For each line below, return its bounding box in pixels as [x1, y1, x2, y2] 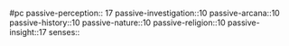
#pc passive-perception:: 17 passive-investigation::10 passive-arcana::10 [9, 8, 280, 18]
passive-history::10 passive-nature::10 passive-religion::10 [9, 17, 226, 28]
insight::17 [9, 27, 47, 37]
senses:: [48, 27, 80, 37]
